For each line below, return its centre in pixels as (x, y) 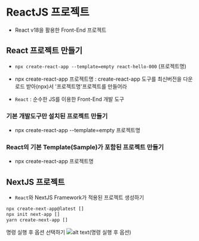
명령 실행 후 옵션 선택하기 (36, 232)
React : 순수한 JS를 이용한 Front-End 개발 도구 (69, 99)
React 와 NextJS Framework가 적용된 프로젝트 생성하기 (79, 197)
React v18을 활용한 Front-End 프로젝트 (60, 30)
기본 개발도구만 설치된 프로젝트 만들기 (57, 116)
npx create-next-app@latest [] (45, 209)
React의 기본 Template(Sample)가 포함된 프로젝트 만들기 (85, 147)
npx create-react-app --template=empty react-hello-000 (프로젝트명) (100, 66)
